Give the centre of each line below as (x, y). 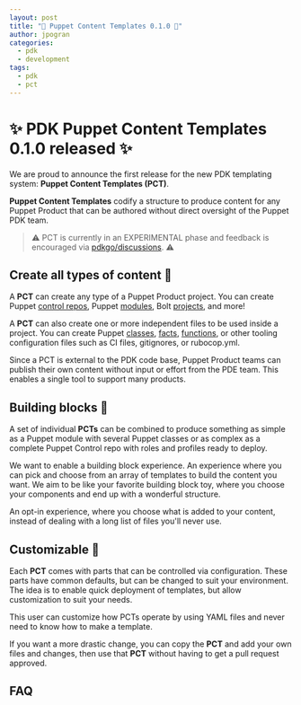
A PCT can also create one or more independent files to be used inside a (144, 323)
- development (44, 59)
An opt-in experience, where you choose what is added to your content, (142, 512)
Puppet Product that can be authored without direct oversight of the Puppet (149, 210)
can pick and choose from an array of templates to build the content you (143, 475)
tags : (19, 68)
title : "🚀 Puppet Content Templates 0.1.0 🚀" (96, 26)
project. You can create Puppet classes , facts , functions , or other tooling (144, 333)
